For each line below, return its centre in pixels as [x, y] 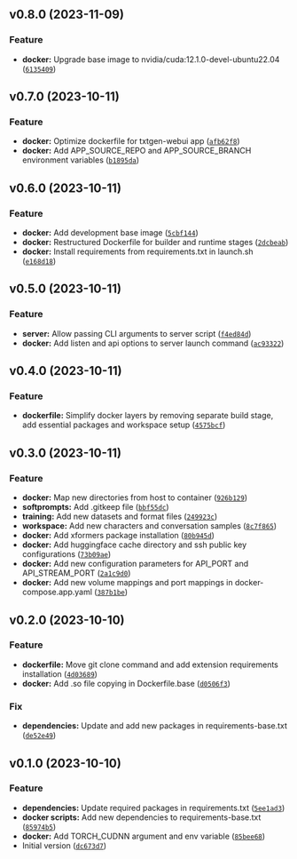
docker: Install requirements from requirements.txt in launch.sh [138, 251]
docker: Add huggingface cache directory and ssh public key [134, 545]
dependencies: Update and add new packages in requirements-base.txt [155, 726]
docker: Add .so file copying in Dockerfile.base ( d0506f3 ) [126, 683]
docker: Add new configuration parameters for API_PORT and [135, 564]
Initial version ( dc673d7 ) [64, 845]
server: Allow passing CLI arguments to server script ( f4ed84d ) [137, 333]
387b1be [111, 593]
